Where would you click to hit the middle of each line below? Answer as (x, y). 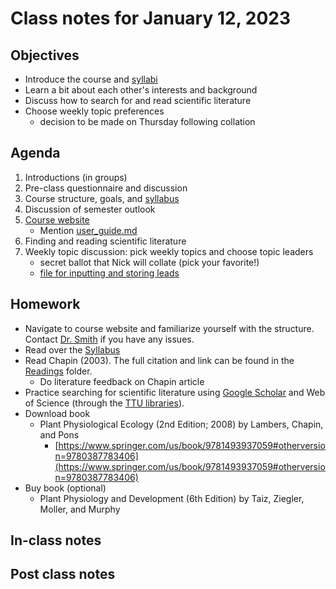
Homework (45, 304)
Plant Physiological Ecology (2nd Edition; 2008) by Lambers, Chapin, (181, 424)
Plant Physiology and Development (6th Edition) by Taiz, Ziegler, (172, 498)
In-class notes (56, 540)
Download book (57, 413)
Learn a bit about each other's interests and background (141, 90)
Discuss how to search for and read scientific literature (138, 100)
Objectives (45, 55)
